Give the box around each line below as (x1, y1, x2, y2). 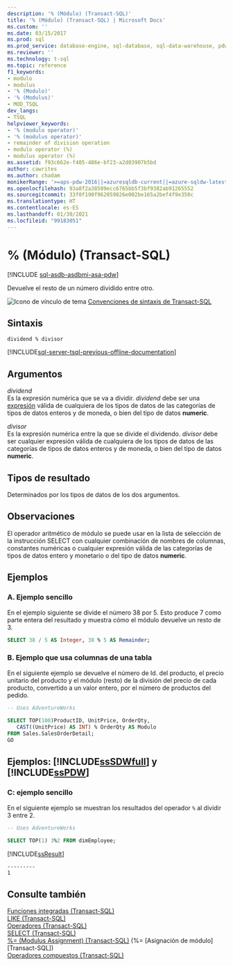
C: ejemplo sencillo (7, 788, 73, 798)
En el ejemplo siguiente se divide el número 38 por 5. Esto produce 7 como (7, 608, 222, 617)
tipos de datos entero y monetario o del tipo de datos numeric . (7, 551, 187, 560)
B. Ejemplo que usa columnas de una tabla (7, 653, 153, 663)
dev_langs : (7, 107, 39, 114)
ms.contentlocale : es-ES (7, 205, 79, 212)
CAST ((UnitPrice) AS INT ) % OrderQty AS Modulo (16, 724, 157, 731)
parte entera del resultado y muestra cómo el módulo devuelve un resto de (7, 615, 221, 624)
